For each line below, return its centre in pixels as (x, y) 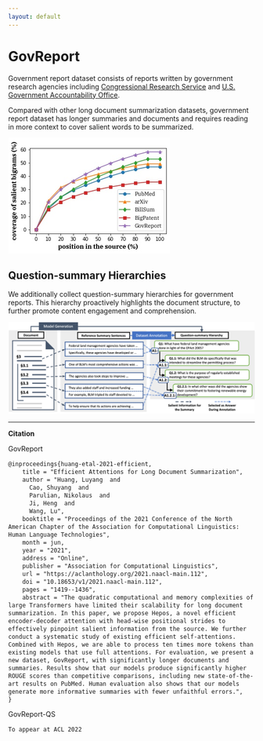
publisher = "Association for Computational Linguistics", (121, 566)
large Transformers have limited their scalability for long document (126, 605)
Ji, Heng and (52, 503)
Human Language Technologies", (59, 535)
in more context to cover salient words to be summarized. (101, 126)
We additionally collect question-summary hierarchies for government (121, 294)
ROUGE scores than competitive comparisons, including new (106, 676)
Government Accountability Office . (64, 95)
